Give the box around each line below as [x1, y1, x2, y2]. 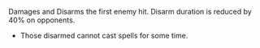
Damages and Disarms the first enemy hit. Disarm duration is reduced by [8, 7, 252, 16]
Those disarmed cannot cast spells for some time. [19, 31, 188, 40]
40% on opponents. [8, 15, 76, 25]
